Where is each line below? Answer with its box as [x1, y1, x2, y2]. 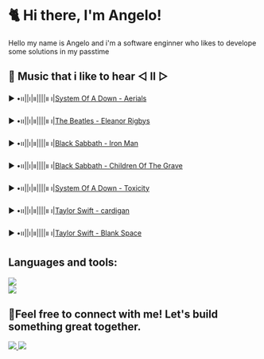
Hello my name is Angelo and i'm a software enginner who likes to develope [8, 37, 257, 48]
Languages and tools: [8, 256, 118, 270]
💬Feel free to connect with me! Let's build [8, 307, 219, 321]
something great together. [8, 320, 142, 333]
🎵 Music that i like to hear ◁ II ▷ [8, 69, 169, 84]
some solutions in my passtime [8, 46, 110, 56]
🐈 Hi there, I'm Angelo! [8, 6, 162, 25]
